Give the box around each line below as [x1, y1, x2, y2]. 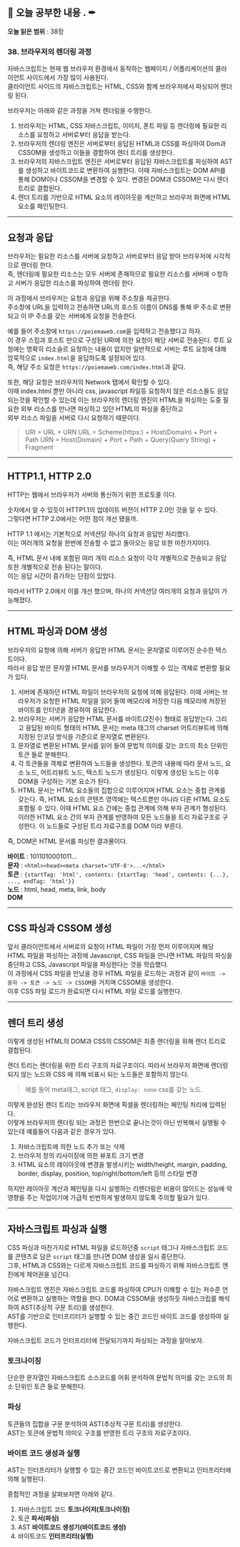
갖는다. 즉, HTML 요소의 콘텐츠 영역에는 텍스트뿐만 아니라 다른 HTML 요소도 [17, 795, 231, 803]
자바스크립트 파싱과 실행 [7, 1223, 107, 1235]
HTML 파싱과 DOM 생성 [7, 625, 108, 637]
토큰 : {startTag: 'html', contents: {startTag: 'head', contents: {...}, [7, 870, 229, 878]
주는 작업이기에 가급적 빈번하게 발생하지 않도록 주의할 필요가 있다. [26, 1193, 209, 1202]
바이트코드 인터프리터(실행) [17, 1531, 94, 1540]
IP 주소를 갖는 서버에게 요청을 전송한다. [28, 312, 137, 320]
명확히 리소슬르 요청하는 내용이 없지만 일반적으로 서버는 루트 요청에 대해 [26, 344, 227, 353]
